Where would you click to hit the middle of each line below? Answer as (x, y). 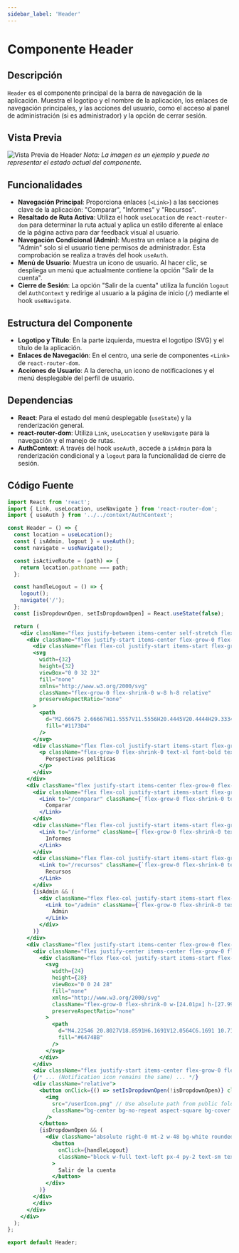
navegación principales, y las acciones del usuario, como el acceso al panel (118, 108)
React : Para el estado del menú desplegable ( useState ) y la (105, 417)
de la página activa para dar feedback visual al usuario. (99, 232)
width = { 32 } (55, 660)
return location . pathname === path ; (75, 568)
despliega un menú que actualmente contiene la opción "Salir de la (116, 270)
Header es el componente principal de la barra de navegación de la (105, 93)
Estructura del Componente (70, 323)
